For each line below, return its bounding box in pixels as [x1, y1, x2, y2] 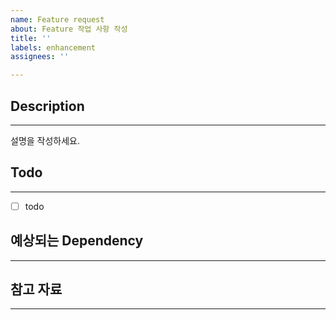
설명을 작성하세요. [10, 134, 81, 146]
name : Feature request [10, 14, 105, 25]
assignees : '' [10, 52, 70, 62]
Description [10, 97, 85, 115]
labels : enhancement [10, 42, 97, 53]
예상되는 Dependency [10, 232, 144, 250]
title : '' [10, 33, 52, 43]
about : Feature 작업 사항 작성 [10, 24, 128, 34]
